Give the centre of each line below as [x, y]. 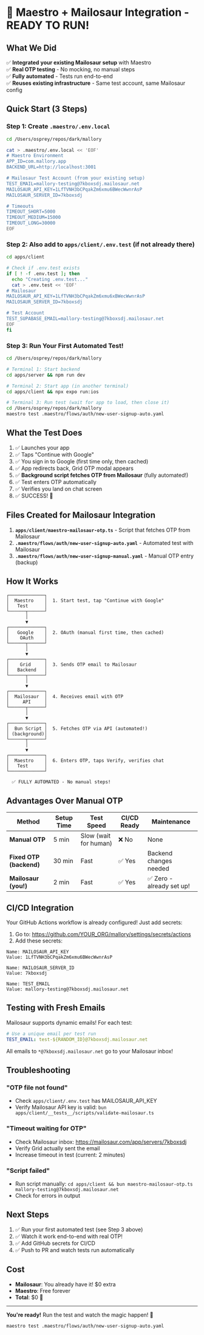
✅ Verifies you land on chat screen [59, 489]
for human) [96, 844]
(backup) [26, 562]
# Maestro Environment [35, 156]
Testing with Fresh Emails [56, 1008]
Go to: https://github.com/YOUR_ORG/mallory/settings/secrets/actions [103, 934]
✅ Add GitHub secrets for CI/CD [55, 1243]
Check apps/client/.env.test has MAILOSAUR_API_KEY [86, 1101]
